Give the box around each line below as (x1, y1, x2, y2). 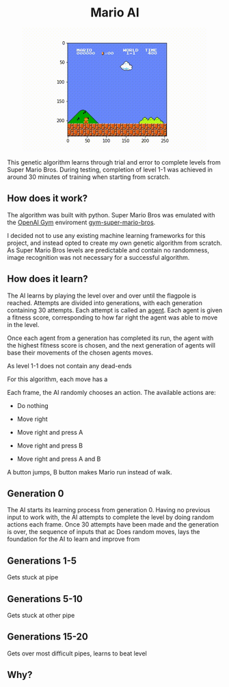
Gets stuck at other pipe (7, 612, 75, 619)
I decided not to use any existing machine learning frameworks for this (7, 231, 206, 239)
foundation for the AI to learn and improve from (7, 535, 140, 543)
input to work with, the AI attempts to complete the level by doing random (7, 513, 214, 522)
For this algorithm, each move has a (7, 375, 108, 383)
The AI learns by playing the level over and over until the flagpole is (7, 291, 197, 300)
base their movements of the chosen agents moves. (7, 348, 154, 357)
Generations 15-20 (7, 631, 89, 642)
